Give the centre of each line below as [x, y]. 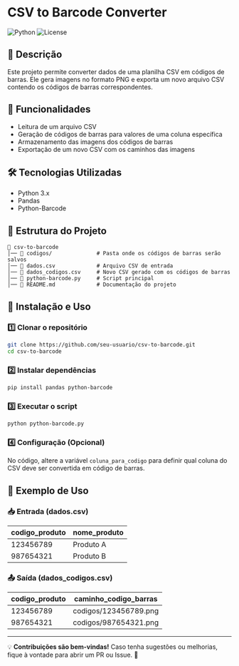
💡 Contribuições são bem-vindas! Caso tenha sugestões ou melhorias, [113, 647]
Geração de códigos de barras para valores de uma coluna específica [120, 134]
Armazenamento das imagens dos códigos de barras [95, 142]
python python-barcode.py [46, 424]
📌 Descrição [35, 55]
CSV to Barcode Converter [87, 12]
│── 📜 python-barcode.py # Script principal [81, 279]
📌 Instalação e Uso [49, 306]
